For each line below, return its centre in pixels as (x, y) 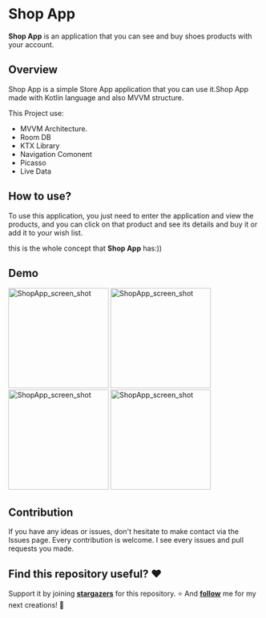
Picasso (33, 163)
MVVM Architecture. (54, 128)
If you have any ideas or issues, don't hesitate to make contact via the (123, 532)
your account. (31, 44)
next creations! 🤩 (36, 605)
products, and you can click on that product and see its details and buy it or (133, 224)
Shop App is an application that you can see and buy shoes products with (130, 36)
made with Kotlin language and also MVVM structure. (96, 98)
